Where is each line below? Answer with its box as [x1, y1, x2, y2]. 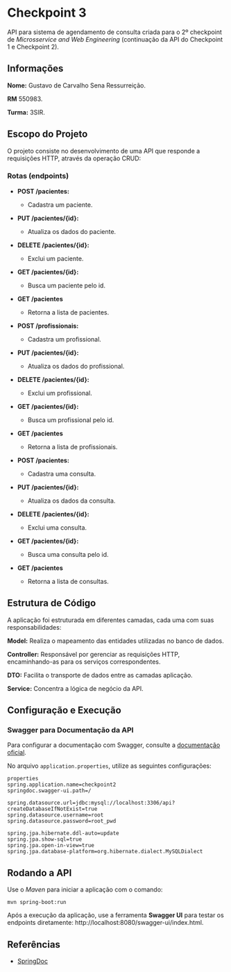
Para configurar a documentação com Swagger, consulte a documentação [7, 741, 221, 749]
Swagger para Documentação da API [7, 725, 134, 735]
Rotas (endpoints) [7, 171, 69, 181]
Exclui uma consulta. [27, 523, 87, 532]
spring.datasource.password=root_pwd [7, 818, 117, 825]
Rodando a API [7, 866, 72, 879]
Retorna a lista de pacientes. [27, 308, 110, 317]
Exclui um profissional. [27, 389, 92, 397]
